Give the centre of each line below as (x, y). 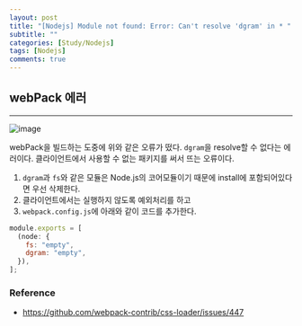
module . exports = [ (46, 228)
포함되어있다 (271, 177)
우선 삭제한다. (56, 189)
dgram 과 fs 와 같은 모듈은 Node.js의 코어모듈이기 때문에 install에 (134, 177)
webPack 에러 (48, 98)
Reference (32, 293)
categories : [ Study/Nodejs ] (62, 43)
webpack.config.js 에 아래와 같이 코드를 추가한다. (109, 211)
